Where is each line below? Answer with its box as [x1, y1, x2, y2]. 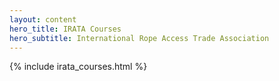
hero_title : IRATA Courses [9, 24, 122, 34]
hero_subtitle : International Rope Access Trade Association [9, 33, 270, 43]
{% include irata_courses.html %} [9, 61, 148, 73]
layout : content [9, 14, 77, 25]
